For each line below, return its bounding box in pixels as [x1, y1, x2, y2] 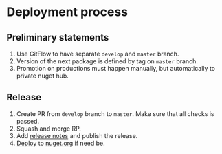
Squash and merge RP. [16, 124, 82, 133]
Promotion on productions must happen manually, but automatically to [16, 65, 216, 72]
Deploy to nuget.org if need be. [16, 139, 105, 147]
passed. [16, 117, 39, 125]
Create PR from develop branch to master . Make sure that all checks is [16, 109, 214, 118]
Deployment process [6, 4, 129, 20]
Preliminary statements [6, 32, 109, 43]
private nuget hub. [16, 71, 69, 80]
